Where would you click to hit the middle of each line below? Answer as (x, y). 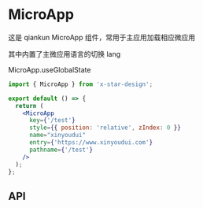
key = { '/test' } (52, 121)
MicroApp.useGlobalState (50, 69)
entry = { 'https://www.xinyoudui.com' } (91, 143)
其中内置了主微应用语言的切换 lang (65, 54)
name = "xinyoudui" (57, 136)
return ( (30, 106)
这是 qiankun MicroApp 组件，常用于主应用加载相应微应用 (101, 37)
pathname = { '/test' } (61, 150)
